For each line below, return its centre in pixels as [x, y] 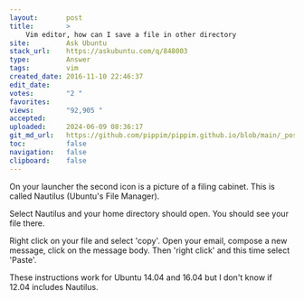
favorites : [30, 102]
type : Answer [50, 60]
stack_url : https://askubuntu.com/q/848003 [99, 52]
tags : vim [44, 69]
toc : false [48, 144]
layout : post [46, 18]
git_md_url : [32, 136]
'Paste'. [23, 259]
